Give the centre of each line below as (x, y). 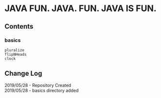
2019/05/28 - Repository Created (38, 85)
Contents (19, 26)
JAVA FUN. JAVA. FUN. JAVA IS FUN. (80, 8)
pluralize (15, 50)
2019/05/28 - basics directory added (42, 90)
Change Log (23, 73)
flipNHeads (16, 54)
